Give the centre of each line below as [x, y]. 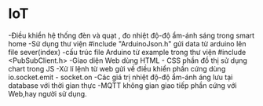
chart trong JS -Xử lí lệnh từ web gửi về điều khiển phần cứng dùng [117, 68]
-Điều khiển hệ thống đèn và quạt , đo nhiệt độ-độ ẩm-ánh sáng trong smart [131, 35]
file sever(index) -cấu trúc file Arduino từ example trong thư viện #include [127, 52]
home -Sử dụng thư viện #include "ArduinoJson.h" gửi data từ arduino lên [127, 43]
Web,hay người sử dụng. [48, 93]
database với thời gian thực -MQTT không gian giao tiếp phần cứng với [122, 85]
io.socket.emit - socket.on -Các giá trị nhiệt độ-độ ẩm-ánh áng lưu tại [121, 77]
